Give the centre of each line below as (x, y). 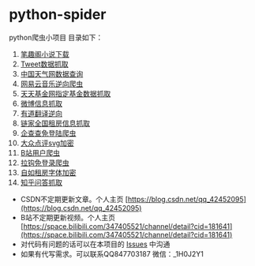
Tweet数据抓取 (45, 64)
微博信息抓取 (41, 103)
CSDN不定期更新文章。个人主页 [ (74, 199)
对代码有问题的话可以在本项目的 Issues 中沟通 (95, 244)
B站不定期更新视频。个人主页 (67, 217)
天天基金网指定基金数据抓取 (66, 93)
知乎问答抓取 (41, 182)
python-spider (58, 15)
